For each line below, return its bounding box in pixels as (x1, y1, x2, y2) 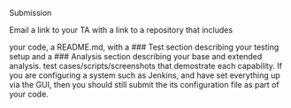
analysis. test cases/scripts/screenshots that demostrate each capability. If (9, 61, 283, 71)
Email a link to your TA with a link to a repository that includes (9, 25, 233, 35)
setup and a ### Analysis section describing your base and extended (9, 51, 263, 61)
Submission (9, 8, 52, 18)
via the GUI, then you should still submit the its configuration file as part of (9, 80, 280, 89)
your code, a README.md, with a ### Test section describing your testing (9, 42, 280, 52)
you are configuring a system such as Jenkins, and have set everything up (9, 70, 280, 81)
